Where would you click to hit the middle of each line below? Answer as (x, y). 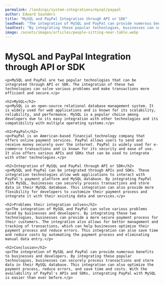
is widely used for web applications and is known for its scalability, (81, 110)
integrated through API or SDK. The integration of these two (70, 84)
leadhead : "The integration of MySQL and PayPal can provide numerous (78, 23)
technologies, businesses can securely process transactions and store (79, 260)
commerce (14, 149)
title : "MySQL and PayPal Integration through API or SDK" (66, 19)
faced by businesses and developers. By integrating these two (71, 213)
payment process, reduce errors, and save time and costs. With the (76, 269)
